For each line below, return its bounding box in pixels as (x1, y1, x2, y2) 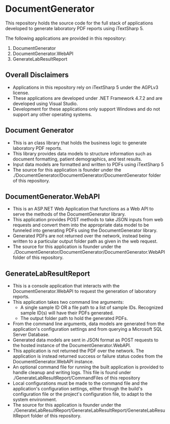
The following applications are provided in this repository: (5, 35, 127, 41)
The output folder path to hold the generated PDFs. (20, 315, 128, 322)
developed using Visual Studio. (12, 100, 78, 107)
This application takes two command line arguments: (12, 299, 124, 305)
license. (12, 90, 30, 96)
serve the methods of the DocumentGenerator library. (12, 211, 126, 217)
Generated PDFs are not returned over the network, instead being (12, 233, 151, 239)
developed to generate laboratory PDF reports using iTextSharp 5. (5, 25, 144, 31)
